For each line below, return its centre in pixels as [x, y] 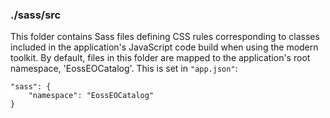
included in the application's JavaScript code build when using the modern [164, 47]
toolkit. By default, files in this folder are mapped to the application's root [160, 58]
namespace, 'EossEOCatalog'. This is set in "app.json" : [124, 69]
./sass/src [36, 15]
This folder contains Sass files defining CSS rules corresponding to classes [165, 37]
